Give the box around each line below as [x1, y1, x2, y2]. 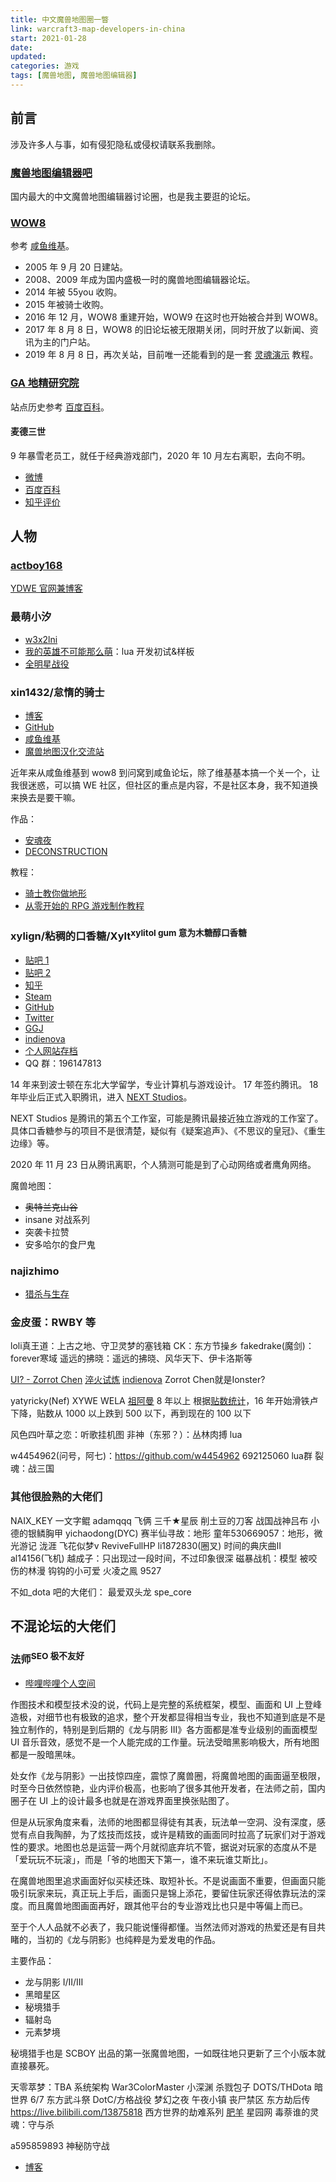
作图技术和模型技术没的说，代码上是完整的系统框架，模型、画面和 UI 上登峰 [10, 1698, 323, 1710]
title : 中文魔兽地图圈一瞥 [10, 14, 110, 25]
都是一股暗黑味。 [10, 1748, 81, 1760]
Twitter [24, 1011, 55, 1023]
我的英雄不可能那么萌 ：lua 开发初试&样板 [24, 645, 195, 657]
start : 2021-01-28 [10, 33, 87, 43]
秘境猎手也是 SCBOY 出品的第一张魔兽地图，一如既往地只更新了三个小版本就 [10, 2047, 326, 2059]
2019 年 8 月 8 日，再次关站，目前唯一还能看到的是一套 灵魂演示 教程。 [24, 349, 319, 361]
